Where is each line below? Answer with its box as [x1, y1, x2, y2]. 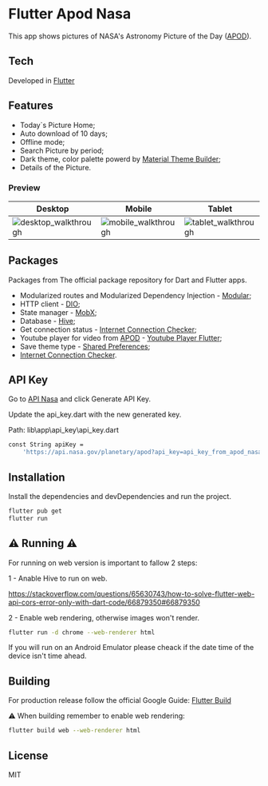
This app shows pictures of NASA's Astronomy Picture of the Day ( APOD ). [8, 31, 252, 41]
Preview [8, 182, 41, 194]
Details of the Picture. [19, 162, 92, 172]
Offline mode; [19, 137, 65, 146]
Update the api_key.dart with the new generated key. [8, 409, 182, 420]
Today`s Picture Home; [19, 120, 96, 130]
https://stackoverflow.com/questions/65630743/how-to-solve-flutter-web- [8, 589, 255, 598]
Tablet [207, 203, 233, 214]
